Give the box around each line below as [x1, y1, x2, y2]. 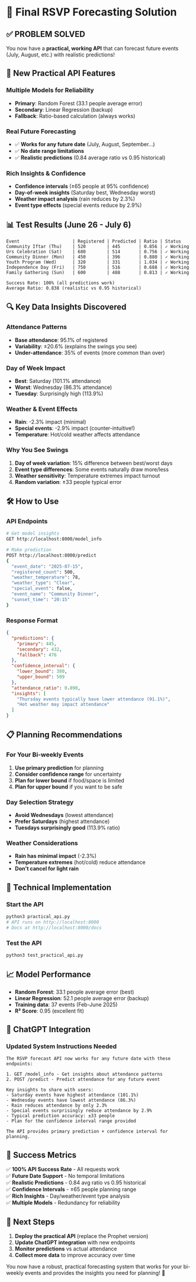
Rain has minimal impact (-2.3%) [14, 853, 97, 860]
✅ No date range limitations [14, 147, 85, 154]
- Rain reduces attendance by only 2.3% [6, 1102, 108, 1108]
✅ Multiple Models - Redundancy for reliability [6, 1199, 120, 1206]
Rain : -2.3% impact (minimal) [14, 419, 86, 426]
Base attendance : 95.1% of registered [14, 336, 108, 344]
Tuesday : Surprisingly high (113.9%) [14, 390, 104, 397]
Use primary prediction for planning [14, 764, 104, 771]
